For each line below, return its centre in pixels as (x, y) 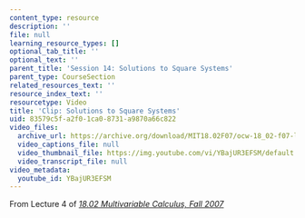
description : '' (40, 26)
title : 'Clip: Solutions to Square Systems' (95, 111)
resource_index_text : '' (56, 94)
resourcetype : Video (49, 102)
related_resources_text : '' (63, 85)
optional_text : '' (44, 60)
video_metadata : (40, 170)
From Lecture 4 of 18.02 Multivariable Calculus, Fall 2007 (117, 204)
